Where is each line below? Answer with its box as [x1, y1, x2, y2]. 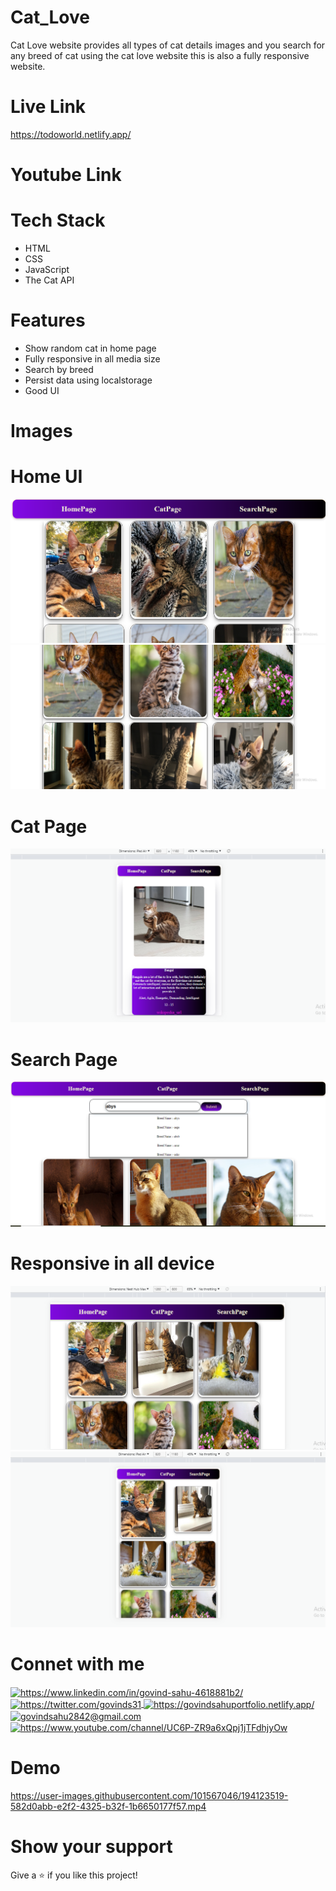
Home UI [10, 466, 83, 488]
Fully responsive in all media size [24, 352, 161, 365]
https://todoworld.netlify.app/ [10, 128, 132, 140]
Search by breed [24, 363, 94, 375]
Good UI [24, 384, 60, 396]
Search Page [10, 1048, 118, 1071]
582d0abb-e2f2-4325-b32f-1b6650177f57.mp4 [10, 1801, 207, 1813]
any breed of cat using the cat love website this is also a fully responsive [10, 49, 310, 61]
